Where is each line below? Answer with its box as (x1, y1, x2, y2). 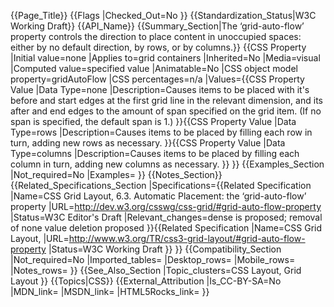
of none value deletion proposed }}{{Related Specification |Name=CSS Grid (10, 222, 323, 234)
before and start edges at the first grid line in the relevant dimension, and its (10, 95, 323, 106)
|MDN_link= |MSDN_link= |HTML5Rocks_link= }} (10, 286, 210, 297)
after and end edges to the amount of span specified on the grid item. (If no (10, 105, 322, 117)
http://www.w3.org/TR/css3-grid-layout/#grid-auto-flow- (68, 233, 306, 244)
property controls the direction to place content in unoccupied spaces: (10, 31, 302, 42)
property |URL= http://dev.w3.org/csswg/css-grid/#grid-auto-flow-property (10, 201, 322, 212)
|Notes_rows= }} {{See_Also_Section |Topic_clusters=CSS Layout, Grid (10, 265, 302, 276)
